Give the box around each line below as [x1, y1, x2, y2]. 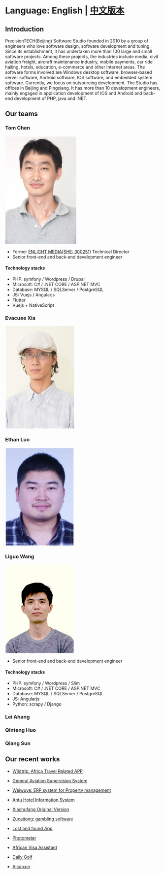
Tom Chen [5, 125, 31, 131]
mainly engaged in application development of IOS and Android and [5, 90, 143, 96]
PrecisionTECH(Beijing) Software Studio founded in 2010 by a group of [5, 38, 149, 44]
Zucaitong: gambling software [12, 816, 73, 822]
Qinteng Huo [5, 726, 36, 733]
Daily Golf [12, 854, 33, 860]
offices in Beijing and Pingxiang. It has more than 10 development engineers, [5, 85, 161, 91]
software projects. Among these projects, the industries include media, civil [5, 54, 159, 60]
